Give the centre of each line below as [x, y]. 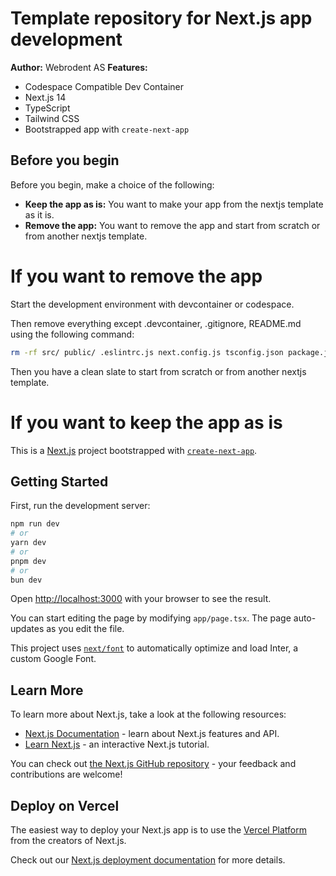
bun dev [26, 580]
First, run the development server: [80, 506]
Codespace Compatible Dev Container [104, 86]
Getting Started [59, 481]
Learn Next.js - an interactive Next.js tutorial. [117, 744]
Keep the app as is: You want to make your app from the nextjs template [174, 204]
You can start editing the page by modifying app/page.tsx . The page [151, 618]
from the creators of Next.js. [68, 841]
